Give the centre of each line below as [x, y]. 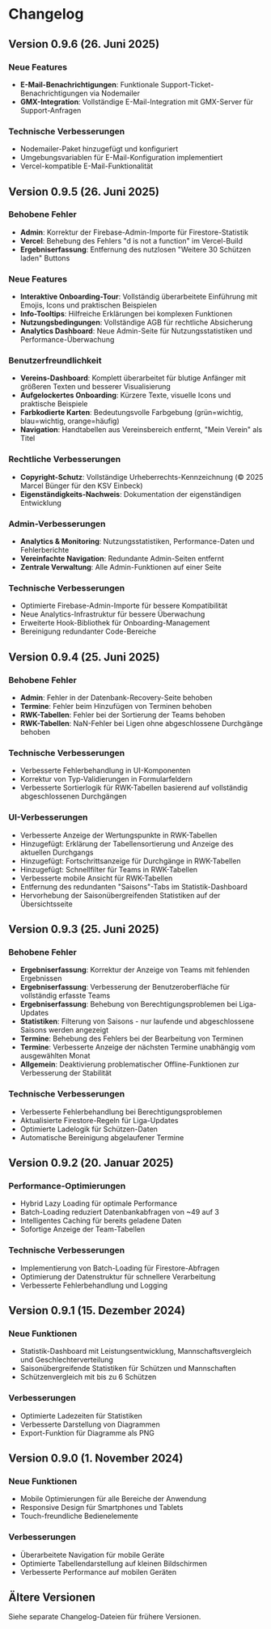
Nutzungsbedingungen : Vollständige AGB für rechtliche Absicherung [136, 322]
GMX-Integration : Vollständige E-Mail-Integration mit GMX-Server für [136, 101]
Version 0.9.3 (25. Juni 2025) [84, 929]
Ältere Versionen [52, 1597]
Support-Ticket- [187, 84]
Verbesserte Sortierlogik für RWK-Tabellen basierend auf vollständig [134, 788]
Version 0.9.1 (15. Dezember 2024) [97, 1311]
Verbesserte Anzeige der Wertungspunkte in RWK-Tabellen [119, 835]
